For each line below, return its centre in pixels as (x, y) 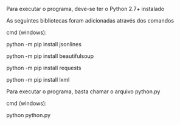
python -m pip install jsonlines (44, 44)
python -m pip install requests (44, 68)
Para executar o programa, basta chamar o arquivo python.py (83, 91)
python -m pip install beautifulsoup (50, 56)
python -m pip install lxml (38, 80)
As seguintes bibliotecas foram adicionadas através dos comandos (90, 20)
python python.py (28, 115)
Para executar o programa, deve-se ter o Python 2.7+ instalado (85, 9)
